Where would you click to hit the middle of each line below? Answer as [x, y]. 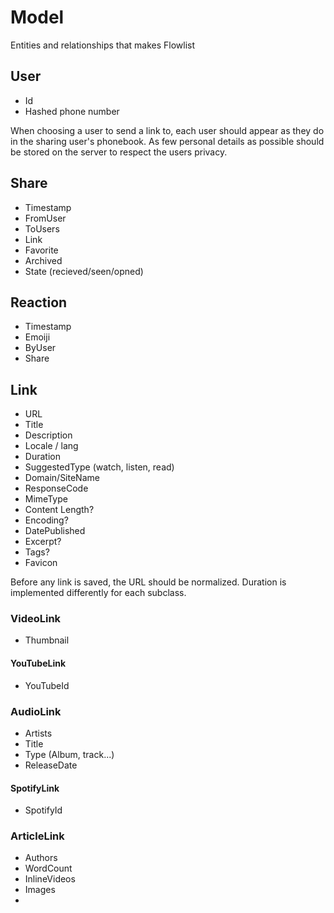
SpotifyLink [35, 788]
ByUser [40, 348]
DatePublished [55, 531]
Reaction [39, 302]
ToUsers [42, 228]
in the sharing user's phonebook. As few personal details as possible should [167, 141]
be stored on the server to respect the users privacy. [119, 152]
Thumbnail [47, 640]
